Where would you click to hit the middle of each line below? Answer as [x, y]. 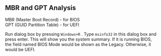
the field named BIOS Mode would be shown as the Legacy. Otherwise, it [78, 44]
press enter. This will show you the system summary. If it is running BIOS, [79, 39]
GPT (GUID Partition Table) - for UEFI [42, 25]
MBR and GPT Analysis [41, 8]
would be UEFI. [20, 49]
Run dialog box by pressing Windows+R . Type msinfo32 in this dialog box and [81, 34]
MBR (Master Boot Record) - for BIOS [43, 19]
